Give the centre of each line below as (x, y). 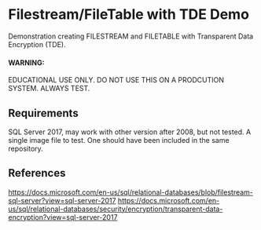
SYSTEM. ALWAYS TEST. (49, 89)
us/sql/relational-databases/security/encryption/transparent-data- (116, 209)
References (37, 173)
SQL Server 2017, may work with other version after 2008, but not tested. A (130, 132)
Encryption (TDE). (37, 44)
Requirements (43, 113)
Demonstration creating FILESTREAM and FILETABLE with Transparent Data (131, 36)
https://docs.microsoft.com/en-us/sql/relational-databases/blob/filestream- (131, 192)
